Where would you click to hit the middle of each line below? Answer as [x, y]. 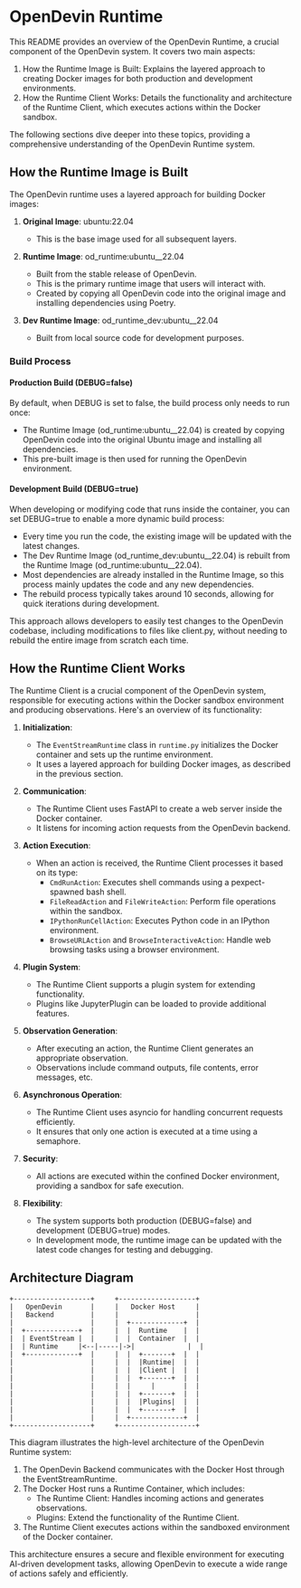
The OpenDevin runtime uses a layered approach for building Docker [137, 194]
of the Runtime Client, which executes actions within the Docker [141, 107]
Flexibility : [42, 1203]
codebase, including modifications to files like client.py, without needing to [148, 631]
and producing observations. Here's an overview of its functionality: [136, 709]
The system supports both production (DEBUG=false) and [144, 1220]
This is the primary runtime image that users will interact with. [151, 283]
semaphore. [58, 1140]
